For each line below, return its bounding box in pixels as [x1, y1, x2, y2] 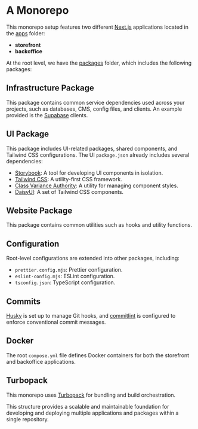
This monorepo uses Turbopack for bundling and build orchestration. [6, 391, 176, 398]
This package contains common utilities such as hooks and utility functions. [6, 221, 193, 229]
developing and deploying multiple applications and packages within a [6, 409, 179, 416]
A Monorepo [6, 4, 69, 17]
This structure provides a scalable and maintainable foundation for [6, 403, 169, 410]
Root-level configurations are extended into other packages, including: [6, 255, 180, 262]
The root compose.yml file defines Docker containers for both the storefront [6, 351, 190, 359]
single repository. [6, 415, 49, 422]
